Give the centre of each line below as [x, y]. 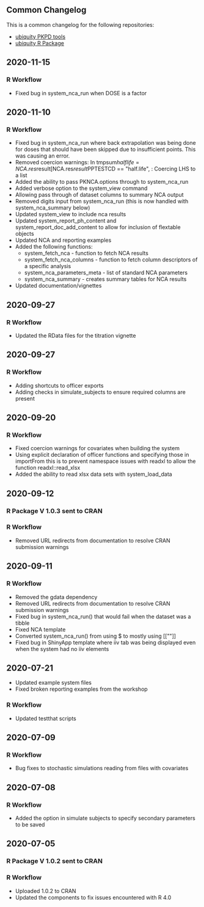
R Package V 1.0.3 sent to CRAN [54, 511]
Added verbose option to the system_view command [81, 188]
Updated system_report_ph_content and [66, 221]
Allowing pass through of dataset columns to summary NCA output [100, 195]
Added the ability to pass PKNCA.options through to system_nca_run [102, 182]
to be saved [30, 825]
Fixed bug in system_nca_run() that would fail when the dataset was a [103, 616]
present [25, 398]
